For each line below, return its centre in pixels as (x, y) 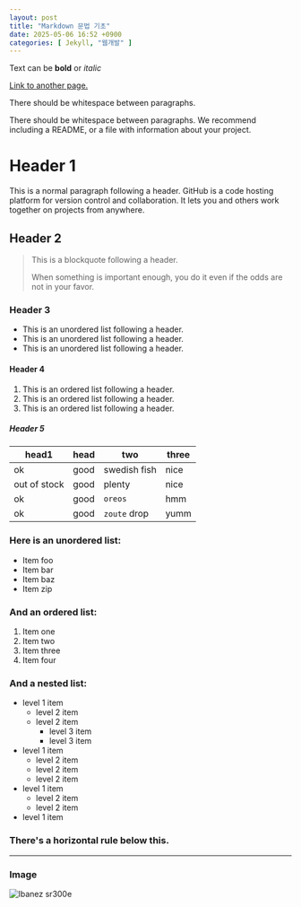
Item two (39, 641)
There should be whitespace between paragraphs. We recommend (133, 120)
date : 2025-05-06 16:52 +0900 (66, 34)
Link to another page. (49, 85)
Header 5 (27, 429)
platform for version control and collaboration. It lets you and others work (144, 201)
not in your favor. (63, 287)
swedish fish (130, 470)
